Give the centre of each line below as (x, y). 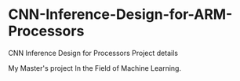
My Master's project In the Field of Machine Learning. (95, 68)
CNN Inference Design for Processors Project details (93, 53)
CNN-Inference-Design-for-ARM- (120, 15)
